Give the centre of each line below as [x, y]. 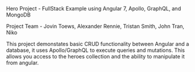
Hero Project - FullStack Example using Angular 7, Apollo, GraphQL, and [94, 9]
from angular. [23, 63]
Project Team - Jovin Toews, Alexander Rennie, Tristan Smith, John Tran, [95, 26]
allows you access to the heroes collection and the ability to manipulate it [95, 56]
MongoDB [18, 15]
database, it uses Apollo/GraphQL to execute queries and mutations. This [95, 50]
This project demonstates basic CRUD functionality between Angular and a [98, 44]
